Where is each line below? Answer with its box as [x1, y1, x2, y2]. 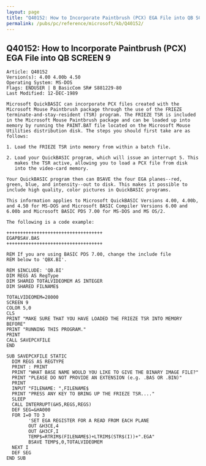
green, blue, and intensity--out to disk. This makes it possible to [6, 181, 188, 188]
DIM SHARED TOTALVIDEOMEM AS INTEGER [6, 278, 103, 285]
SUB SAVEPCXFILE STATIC [6, 353, 67, 359]
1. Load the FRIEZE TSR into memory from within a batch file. [6, 144, 172, 150]
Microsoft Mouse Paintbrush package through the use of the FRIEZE [6, 107, 183, 113]
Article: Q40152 [6, 69, 48, 75]
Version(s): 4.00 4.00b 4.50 [6, 74, 81, 80]
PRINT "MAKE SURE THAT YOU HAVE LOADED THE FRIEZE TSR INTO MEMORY [6, 316, 183, 322]
